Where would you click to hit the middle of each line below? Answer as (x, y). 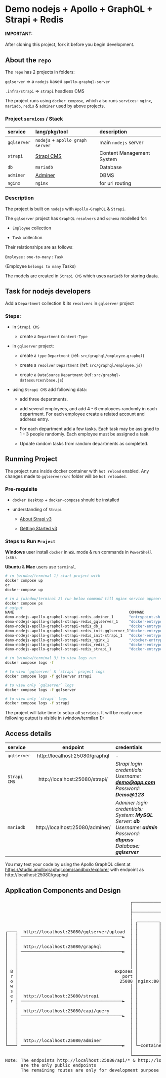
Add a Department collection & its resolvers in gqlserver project (70, 303)
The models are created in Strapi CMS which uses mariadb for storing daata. (82, 276)
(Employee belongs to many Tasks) (41, 266)
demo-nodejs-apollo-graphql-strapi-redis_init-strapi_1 (64, 635)
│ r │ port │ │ (83, 976)
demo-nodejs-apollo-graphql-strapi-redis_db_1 (54, 626)
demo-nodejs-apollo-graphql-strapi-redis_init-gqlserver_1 (67, 631)
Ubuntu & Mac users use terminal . (41, 567)
